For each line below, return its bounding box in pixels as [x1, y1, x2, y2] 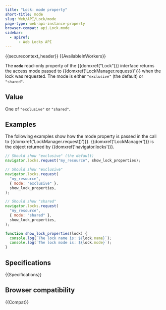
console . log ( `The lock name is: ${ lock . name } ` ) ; [9, 236, 112, 241]
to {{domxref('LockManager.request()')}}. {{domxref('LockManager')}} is [5, 139, 154, 145]
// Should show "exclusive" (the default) [5, 154, 94, 158]
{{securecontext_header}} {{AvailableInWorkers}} [5, 53, 107, 59]
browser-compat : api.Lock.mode [5, 26, 70, 31]
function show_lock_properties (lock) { [5, 231, 88, 236]
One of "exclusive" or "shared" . [5, 106, 71, 112]
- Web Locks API [18, 40, 52, 45]
